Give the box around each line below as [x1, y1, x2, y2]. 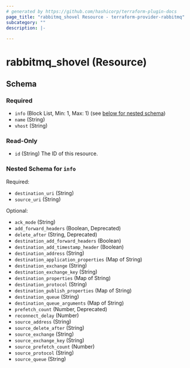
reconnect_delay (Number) [14, 312, 79, 319]
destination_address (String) [14, 250, 85, 257]
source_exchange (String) [14, 330, 74, 338]
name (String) [14, 116, 45, 123]
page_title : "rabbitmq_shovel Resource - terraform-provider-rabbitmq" [6, 14, 185, 20]
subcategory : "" [6, 19, 46, 25]
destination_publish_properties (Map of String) [14, 287, 132, 294]
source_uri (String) [14, 196, 61, 203]
